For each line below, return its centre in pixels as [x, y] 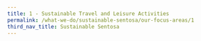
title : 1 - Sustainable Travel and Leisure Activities [88, 14]
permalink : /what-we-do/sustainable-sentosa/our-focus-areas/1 [101, 20]
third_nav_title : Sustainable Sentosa [63, 26]
